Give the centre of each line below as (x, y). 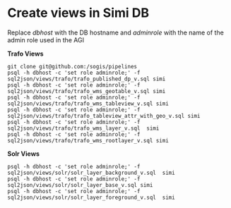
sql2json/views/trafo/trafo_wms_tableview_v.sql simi (88, 104)
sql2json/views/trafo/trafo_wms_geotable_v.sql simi (87, 91)
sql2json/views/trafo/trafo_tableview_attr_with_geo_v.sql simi (104, 116)
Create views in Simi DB (78, 13)
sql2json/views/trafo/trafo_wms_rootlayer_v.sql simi (88, 140)
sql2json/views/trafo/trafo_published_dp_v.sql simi (87, 79)
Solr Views (24, 154)
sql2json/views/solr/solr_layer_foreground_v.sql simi (91, 197)
